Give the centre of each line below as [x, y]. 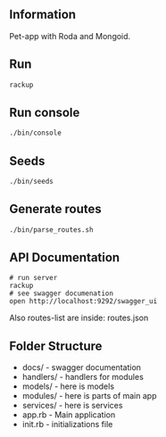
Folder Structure [56, 346]
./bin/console [36, 133]
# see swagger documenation [62, 293]
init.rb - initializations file [67, 425]
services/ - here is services [72, 406]
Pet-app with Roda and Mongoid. [70, 36]
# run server [33, 278]
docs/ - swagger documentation [81, 367]
